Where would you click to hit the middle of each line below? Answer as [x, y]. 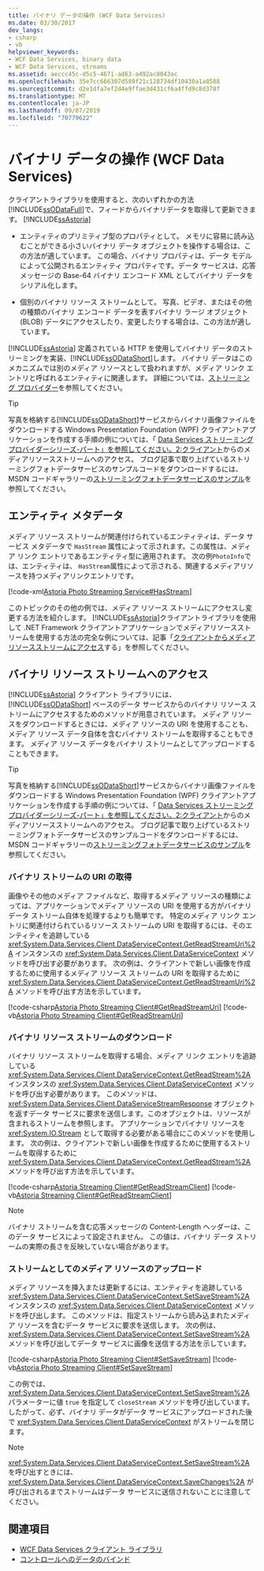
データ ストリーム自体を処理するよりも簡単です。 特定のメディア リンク [124, 915]
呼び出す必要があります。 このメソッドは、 [91, 1094]
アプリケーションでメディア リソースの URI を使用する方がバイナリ [143, 905]
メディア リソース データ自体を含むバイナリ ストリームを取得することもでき [131, 734]
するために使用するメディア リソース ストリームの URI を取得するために [124, 973]
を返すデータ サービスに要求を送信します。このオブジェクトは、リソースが [129, 1114]
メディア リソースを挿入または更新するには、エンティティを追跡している [126, 1287]
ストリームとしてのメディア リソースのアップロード [105, 1268]
